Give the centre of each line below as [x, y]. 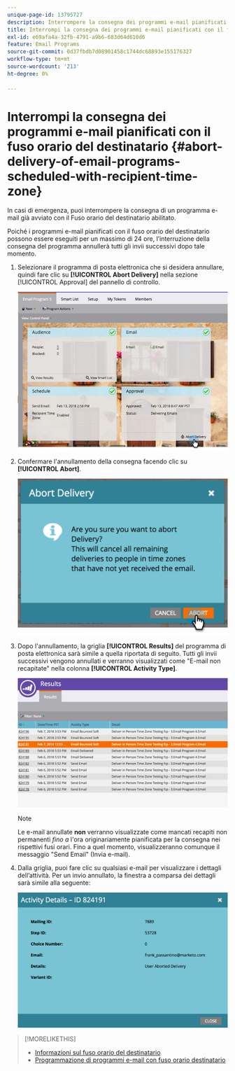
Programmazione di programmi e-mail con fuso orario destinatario [130, 1060]
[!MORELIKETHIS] [50, 1039]
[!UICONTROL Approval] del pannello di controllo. [89, 282]
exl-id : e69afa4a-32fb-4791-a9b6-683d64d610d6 [76, 37]
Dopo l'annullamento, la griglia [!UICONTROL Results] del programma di [121, 646]
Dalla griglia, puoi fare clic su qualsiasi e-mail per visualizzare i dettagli [119, 867]
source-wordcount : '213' [43, 66]
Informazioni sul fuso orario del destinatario [98, 1052]
